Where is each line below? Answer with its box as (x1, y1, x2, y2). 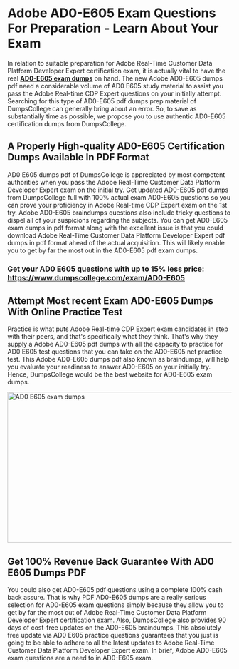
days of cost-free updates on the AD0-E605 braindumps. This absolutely (7, 623, 222, 632)
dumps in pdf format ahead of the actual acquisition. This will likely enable (7, 238, 225, 247)
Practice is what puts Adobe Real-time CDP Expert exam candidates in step (7, 325, 229, 333)
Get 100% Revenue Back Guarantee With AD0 (7, 555, 215, 568)
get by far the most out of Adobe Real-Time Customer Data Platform (7, 608, 207, 617)
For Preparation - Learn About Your (7, 20, 219, 36)
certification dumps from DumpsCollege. (7, 119, 127, 128)
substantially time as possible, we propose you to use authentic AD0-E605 (7, 112, 226, 121)
